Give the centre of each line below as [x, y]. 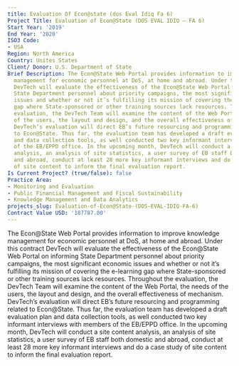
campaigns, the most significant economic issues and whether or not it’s [113, 263]
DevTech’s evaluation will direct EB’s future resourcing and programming [113, 301]
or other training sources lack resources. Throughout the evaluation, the [113, 278]
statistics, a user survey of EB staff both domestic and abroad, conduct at [115, 339]
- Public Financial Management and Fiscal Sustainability [95, 193]
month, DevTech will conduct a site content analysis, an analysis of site [112, 332]
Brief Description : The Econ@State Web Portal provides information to [116, 73]
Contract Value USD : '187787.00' [57, 213]
